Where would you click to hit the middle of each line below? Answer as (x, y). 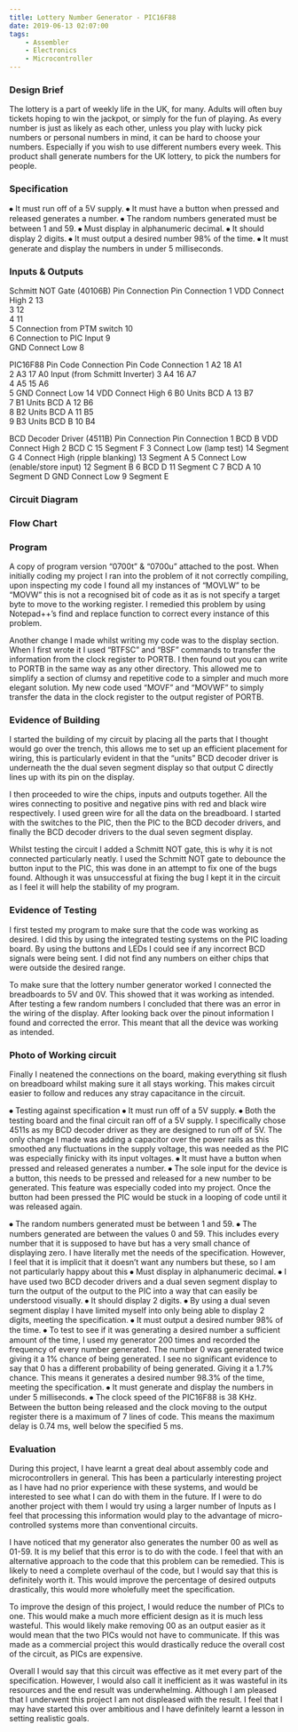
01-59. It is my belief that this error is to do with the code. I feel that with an (146, 1552)
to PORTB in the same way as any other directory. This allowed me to (135, 669)
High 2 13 (27, 300)
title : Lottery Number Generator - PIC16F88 (93, 17)
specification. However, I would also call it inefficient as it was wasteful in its (149, 1680)
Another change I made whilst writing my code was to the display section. (144, 640)
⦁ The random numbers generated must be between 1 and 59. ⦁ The (133, 1223)
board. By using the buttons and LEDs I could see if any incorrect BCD (137, 949)
